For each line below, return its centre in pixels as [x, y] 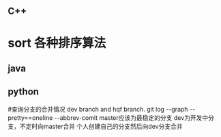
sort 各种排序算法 [57, 43]
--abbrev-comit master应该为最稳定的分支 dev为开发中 [131, 117]
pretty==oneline [30, 117]
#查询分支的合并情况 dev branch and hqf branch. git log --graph [98, 109]
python [24, 92]
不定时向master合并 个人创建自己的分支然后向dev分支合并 [101, 126]
